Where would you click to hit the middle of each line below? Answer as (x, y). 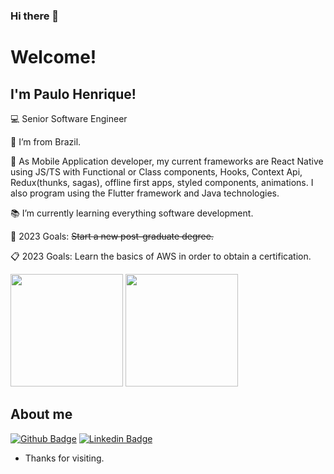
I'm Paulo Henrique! (73, 94)
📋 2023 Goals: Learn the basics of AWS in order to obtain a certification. (161, 256)
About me (41, 414)
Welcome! (53, 57)
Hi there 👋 (35, 16)
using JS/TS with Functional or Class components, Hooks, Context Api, (156, 171)
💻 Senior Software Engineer (69, 118)
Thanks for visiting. (64, 458)
